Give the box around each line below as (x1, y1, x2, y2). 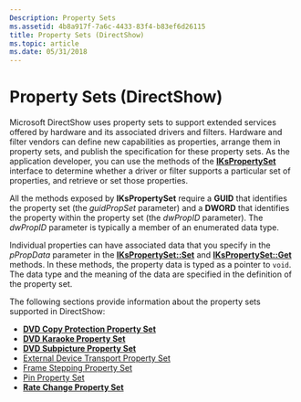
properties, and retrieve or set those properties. (9, 175, 189, 186)
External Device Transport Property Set (22, 353, 171, 364)
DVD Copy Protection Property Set (22, 323, 157, 334)
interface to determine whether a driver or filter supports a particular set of (9, 165, 291, 176)
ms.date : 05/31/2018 (9, 48, 88, 57)
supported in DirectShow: (9, 306, 106, 317)
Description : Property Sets (9, 13, 117, 23)
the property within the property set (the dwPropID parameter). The (9, 212, 264, 224)
